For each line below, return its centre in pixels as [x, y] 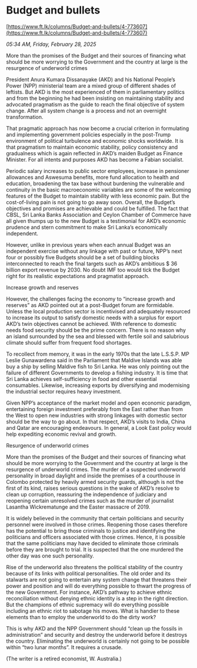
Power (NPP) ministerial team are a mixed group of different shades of [91, 85]
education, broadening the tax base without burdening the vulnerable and [95, 183]
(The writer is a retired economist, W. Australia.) [64, 659]
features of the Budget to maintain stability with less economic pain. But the [98, 196]
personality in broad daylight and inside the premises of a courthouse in [93, 475]
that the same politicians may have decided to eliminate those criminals [93, 543]
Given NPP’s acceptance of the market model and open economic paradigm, [99, 403]
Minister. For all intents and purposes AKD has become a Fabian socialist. [95, 159]
